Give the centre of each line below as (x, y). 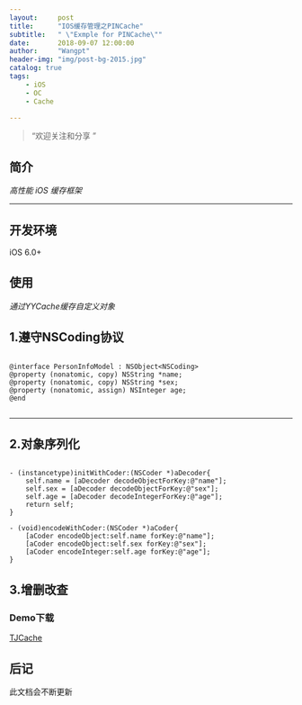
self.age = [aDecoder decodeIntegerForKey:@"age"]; (124, 497)
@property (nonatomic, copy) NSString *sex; (94, 382)
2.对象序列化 (45, 444)
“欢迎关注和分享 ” (64, 136)
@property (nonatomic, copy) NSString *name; (96, 375)
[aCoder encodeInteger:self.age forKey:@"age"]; (118, 552)
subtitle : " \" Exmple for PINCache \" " (86, 34)
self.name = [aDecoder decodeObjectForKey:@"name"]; (126, 481)
